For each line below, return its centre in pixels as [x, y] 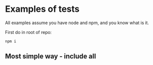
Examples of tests [42, 9]
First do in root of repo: [28, 32]
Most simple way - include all [51, 56]
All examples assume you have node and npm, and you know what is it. [77, 23]
